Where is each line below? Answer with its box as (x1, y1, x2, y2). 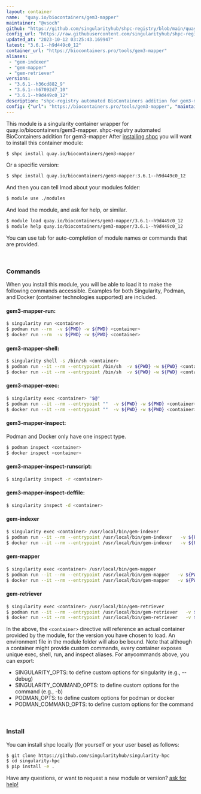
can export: (6, 657, 35, 665)
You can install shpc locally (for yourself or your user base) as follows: (6, 741, 179, 748)
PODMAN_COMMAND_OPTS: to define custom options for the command (14, 701, 194, 708)
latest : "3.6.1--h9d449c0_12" (6, 43, 82, 49)
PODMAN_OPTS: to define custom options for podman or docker (14, 695, 175, 702)
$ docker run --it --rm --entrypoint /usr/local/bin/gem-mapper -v (6, 577, 184, 583)
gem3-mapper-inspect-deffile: (6, 489, 85, 496)
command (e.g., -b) (14, 688, 63, 695)
